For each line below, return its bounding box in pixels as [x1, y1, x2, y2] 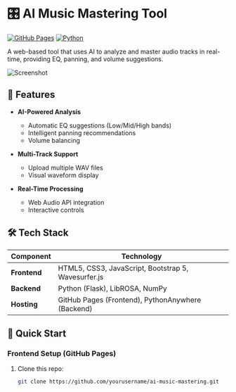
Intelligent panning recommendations [27, 128, 136, 137]
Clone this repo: [17, 365, 64, 373]
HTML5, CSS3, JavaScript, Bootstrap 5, [58, 263, 189, 273]
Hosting [11, 299, 38, 309]
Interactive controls [27, 206, 84, 214]
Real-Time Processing [17, 184, 84, 193]
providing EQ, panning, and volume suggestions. [23, 54, 164, 63]
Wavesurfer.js [58, 272, 104, 282]
